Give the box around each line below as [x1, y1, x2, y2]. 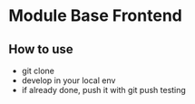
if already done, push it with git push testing [21, 85, 187, 95]
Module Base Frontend [8, 5, 182, 26]
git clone [21, 65, 55, 76]
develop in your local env [21, 75, 116, 86]
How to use [8, 42, 73, 57]
